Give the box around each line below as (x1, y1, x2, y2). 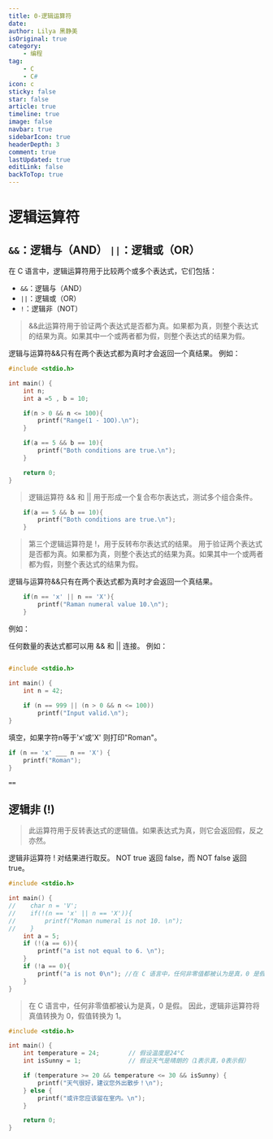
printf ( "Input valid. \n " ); (37, 709, 129, 718)
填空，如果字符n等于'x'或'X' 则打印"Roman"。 (8, 733, 162, 742)
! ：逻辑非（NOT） (19, 304, 83, 313)
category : (8, 42, 42, 50)
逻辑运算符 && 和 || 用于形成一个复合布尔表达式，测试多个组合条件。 (28, 492, 258, 502)
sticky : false (8, 87, 57, 96)
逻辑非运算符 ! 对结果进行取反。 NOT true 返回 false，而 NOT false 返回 (8, 853, 248, 863)
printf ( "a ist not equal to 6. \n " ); (37, 947, 165, 955)
